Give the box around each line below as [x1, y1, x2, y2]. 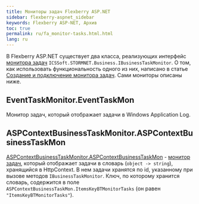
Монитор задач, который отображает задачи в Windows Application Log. [6, 111, 191, 118]
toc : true [6, 25, 31, 32]
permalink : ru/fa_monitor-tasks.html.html [6, 31, 113, 37]
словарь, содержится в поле [6, 178, 80, 186]
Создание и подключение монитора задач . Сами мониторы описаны [6, 72, 183, 79]
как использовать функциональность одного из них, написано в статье [6, 65, 188, 72]
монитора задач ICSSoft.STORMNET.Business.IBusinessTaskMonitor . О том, [6, 59, 191, 66]
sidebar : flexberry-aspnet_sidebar [6, 14, 95, 20]
